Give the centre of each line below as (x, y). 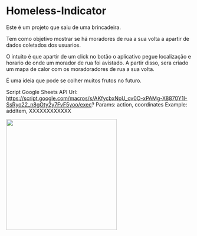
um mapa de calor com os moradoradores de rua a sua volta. (80, 69)
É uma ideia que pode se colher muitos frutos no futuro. (74, 80)
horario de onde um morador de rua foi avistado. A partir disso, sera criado (97, 63)
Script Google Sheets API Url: (42, 92)
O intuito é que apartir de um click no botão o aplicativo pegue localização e (99, 56)
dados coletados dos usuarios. (44, 45)
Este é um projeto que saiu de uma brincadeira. (64, 27)
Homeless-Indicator (56, 11)
